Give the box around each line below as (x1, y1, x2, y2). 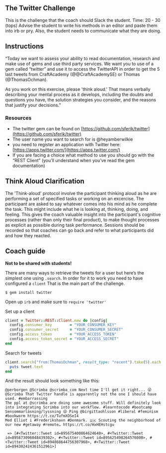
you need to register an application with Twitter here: (12, 141, 121, 147)
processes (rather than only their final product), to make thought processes (5, 216, 160, 223)
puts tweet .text (9, 364, 43, 369)
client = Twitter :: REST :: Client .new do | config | (5, 318, 108, 323)
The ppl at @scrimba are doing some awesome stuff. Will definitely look (5, 400, 162, 406)
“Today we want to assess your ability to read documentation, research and (5, 55, 160, 61)
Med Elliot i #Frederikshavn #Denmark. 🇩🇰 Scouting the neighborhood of (5, 418, 161, 423)
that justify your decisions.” (5, 102, 61, 108)
